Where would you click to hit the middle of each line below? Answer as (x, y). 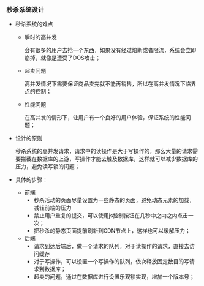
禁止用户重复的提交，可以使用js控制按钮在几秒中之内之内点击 (111, 216)
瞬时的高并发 (40, 37)
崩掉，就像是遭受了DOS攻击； (62, 58)
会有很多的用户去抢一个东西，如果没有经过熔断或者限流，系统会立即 (110, 50)
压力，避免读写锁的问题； (47, 167)
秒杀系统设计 (25, 9)
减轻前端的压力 (52, 208)
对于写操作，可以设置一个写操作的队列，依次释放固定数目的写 (111, 262)
